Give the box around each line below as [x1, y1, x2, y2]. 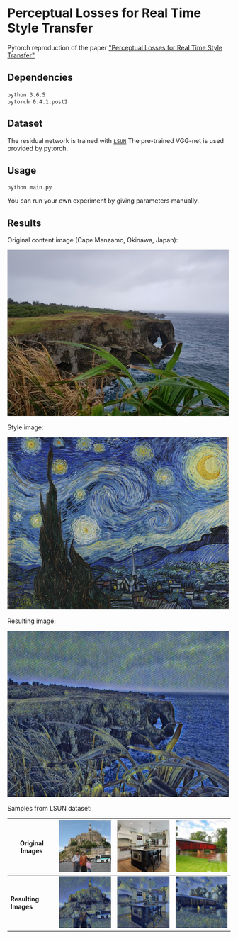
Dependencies [7, 72, 73, 84]
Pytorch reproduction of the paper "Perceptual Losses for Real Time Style [7, 43, 223, 52]
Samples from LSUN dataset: [7, 804, 92, 812]
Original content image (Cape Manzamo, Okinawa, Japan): [7, 236, 178, 244]
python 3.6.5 [7, 91, 46, 99]
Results [7, 217, 42, 229]
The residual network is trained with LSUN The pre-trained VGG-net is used [7, 136, 225, 145]
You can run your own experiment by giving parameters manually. [7, 196, 200, 205]
